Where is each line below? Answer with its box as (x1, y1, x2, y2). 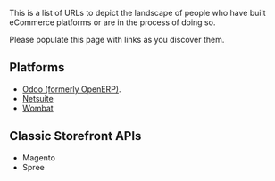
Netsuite (21, 93, 54, 103)
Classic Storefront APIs (9, 128, 142, 144)
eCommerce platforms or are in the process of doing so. (9, 17, 216, 28)
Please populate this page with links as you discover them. (9, 35, 225, 45)
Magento (21, 152, 56, 163)
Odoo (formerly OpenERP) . (21, 84, 121, 95)
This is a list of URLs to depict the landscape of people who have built (9, 8, 266, 18)
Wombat (21, 103, 54, 113)
